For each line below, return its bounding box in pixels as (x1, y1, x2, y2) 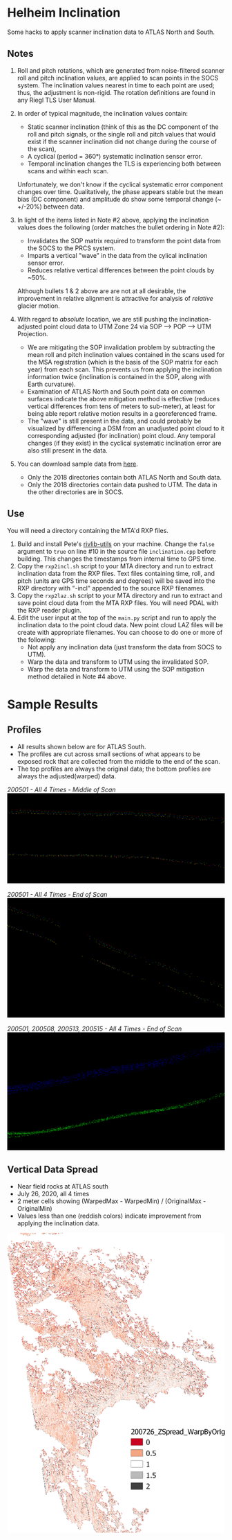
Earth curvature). (27, 380, 76, 388)
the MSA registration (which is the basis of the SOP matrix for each (27, 358, 219, 366)
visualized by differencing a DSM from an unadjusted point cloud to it (27, 424, 224, 432)
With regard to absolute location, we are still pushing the (17, 315, 178, 323)
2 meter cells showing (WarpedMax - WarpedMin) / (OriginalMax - (17, 1197, 206, 1205)
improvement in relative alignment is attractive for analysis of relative (17, 294, 214, 302)
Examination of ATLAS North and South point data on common (27, 387, 205, 396)
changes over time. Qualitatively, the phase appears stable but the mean (17, 187, 224, 195)
